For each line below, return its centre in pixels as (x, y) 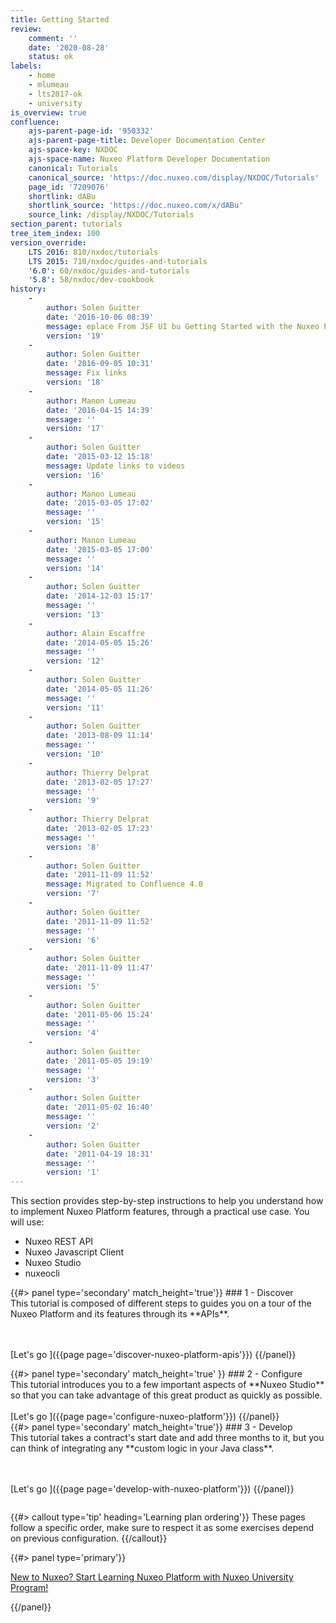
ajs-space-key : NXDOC (73, 150)
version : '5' (73, 986)
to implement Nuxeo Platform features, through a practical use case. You (160, 1212)
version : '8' (73, 847)
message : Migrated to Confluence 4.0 (124, 884)
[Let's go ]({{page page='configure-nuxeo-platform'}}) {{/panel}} (145, 1417)
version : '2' (73, 1126)
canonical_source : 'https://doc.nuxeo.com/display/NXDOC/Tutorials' (174, 177)
